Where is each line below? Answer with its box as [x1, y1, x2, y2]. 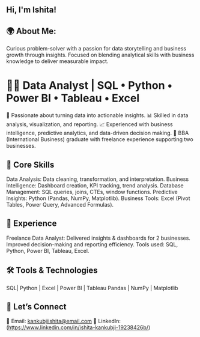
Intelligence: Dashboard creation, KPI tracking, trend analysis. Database [6, 181, 184, 189]
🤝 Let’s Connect [6, 302, 67, 312]
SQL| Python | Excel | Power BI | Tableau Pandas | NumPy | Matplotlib [6, 284, 178, 291]
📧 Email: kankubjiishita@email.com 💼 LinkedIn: [6, 318, 121, 325]
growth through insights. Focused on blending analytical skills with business [6, 51, 195, 59]
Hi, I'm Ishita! [6, 5, 57, 15]
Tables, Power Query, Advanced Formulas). [6, 201, 114, 208]
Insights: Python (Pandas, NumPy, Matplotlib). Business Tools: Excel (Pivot [6, 195, 190, 202]
